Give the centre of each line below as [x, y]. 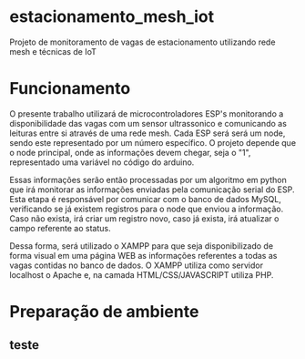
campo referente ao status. [60, 228]
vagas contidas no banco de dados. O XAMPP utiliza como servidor [137, 265]
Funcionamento [70, 89]
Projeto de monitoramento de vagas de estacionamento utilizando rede [142, 42]
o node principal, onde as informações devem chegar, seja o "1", [130, 152]
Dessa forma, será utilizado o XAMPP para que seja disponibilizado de [142, 246]
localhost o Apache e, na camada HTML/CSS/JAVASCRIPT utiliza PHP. [142, 274]
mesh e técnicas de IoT [53, 51]
